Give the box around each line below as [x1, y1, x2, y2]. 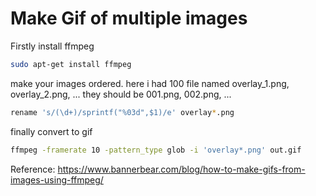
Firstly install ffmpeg [10, 40, 95, 52]
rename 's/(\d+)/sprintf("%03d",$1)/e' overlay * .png [10, 107, 235, 117]
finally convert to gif [10, 125, 93, 137]
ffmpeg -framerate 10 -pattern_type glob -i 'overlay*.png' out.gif [10, 145, 302, 155]
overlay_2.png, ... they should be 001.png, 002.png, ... [10, 88, 232, 100]
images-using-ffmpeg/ [10, 173, 104, 186]
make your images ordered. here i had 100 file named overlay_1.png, [10, 77, 290, 89]
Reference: [10, 163, 56, 175]
